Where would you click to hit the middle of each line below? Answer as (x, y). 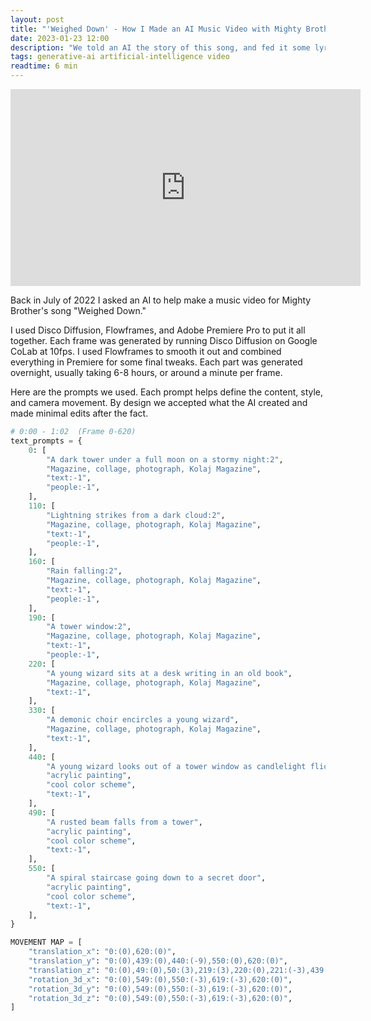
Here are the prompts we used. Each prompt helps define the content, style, (167, 392)
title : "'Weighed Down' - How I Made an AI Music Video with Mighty (156, 29)
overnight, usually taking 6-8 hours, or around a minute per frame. (146, 372)
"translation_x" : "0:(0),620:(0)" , (102, 952)
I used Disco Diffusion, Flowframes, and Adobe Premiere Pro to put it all (158, 330)
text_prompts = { (46, 441)
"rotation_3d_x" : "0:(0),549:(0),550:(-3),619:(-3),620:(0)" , (160, 979)
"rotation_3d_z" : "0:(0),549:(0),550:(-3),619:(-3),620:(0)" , (160, 998)
